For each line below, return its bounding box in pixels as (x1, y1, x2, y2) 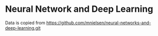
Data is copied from (5, 20, 46, 26)
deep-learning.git (5, 25, 41, 31)
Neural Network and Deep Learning (5, 3, 154, 15)
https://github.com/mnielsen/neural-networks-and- (46, 20, 151, 26)
